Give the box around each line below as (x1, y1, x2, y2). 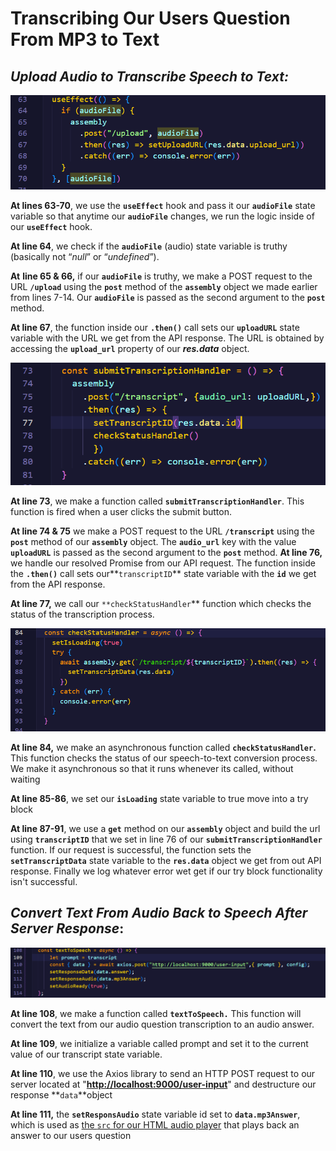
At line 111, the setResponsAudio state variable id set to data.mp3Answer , (10, 1108, 301, 1121)
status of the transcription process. (10, 608, 155, 621)
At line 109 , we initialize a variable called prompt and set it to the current (10, 1038, 309, 1050)
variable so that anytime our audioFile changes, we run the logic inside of (10, 210, 315, 222)
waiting (10, 773, 41, 785)
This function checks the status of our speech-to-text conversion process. (10, 752, 318, 764)
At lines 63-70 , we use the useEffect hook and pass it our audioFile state (10, 199, 316, 211)
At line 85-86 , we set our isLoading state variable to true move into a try (10, 792, 309, 804)
